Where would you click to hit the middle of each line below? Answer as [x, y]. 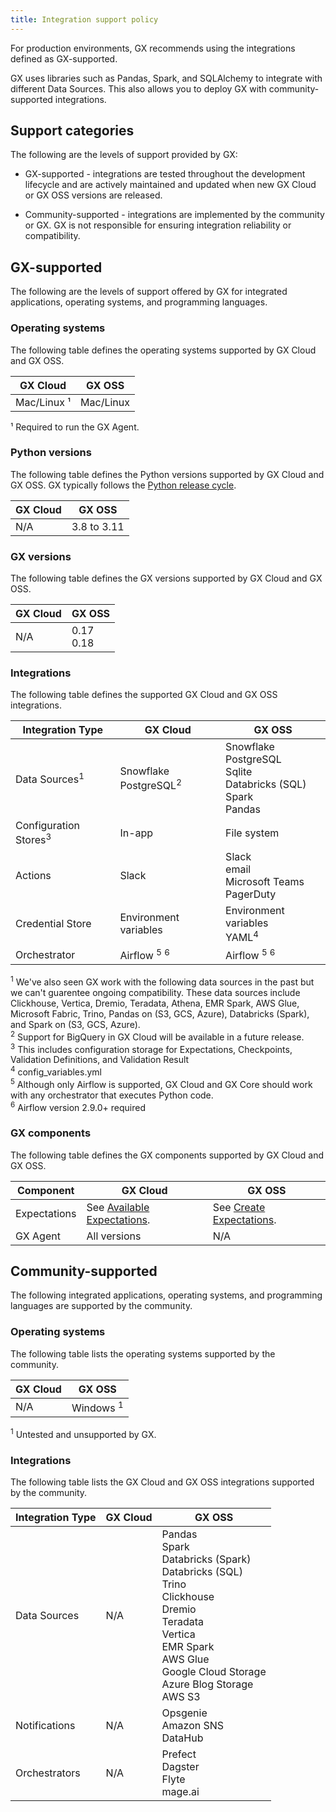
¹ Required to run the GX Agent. [75, 427]
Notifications [45, 1726]
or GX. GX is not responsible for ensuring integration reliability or [158, 225]
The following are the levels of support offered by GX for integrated [149, 292]
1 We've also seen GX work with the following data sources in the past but [162, 981]
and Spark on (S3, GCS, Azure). [75, 1025]
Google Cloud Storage [214, 1672]
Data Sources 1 [50, 778]
